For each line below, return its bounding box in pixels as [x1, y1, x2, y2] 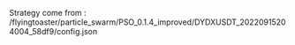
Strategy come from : [9, 8, 87, 18]
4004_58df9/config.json [9, 26, 98, 36]
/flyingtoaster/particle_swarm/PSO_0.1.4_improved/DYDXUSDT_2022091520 [9, 17, 286, 27]
